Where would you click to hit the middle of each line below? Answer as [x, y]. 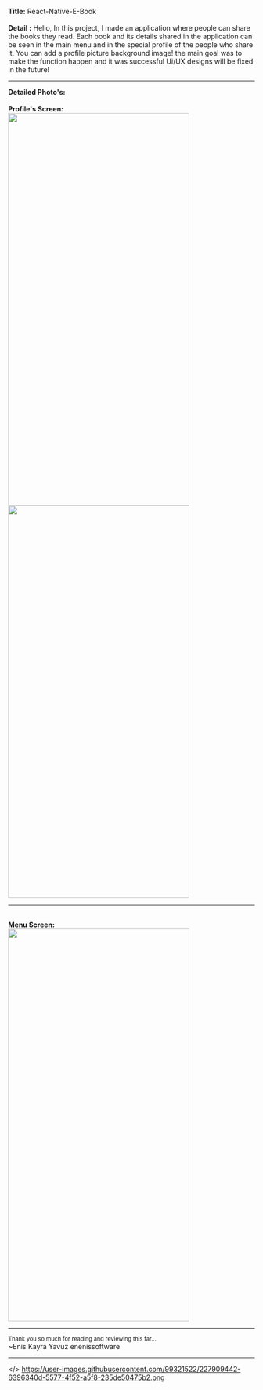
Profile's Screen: [36, 109]
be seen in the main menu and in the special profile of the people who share [131, 45]
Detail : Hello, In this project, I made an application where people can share [129, 28]
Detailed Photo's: [37, 92]
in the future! [29, 69]
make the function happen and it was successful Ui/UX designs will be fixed [131, 61]
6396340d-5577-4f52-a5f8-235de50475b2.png [86, 1377]
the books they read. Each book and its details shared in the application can [130, 36]
